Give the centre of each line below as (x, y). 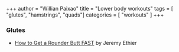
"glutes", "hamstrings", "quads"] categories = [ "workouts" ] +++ (85, 15)
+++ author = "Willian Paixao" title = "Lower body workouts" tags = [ (89, 9)
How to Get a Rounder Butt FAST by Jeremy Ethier (76, 43)
